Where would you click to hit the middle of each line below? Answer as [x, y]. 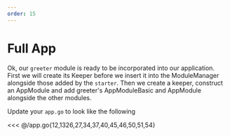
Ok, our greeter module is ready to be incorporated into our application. [111, 68]
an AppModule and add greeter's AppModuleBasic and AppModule [104, 90]
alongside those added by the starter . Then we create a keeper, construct [115, 83]
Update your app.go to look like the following [71, 111]
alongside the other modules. [50, 97]
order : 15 [22, 14]
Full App [32, 48]
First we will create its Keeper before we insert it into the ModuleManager [113, 75]
